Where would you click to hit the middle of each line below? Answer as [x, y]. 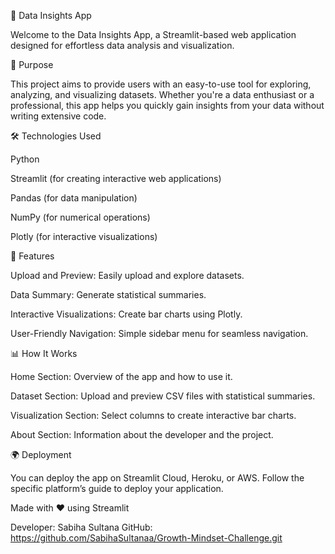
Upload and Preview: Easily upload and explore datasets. [127, 275]
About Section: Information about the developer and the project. [142, 434]
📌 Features [32, 256]
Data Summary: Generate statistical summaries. [108, 294]
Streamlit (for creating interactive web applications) [116, 178]
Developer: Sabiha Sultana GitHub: [81, 527]
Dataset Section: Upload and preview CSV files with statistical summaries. [163, 396]
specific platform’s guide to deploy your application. [117, 488]
